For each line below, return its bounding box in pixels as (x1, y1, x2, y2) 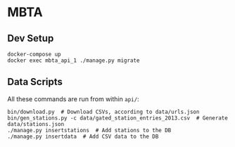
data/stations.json (7, 120, 65, 127)
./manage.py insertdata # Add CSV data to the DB (7, 133, 159, 140)
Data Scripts (7, 76, 63, 88)
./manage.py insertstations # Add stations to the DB (7, 127, 172, 134)
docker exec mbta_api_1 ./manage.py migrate (7, 57, 140, 64)
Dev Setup (7, 32, 54, 44)
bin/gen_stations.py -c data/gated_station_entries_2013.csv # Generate (7, 114, 229, 122)
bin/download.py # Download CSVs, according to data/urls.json (7, 108, 200, 115)
